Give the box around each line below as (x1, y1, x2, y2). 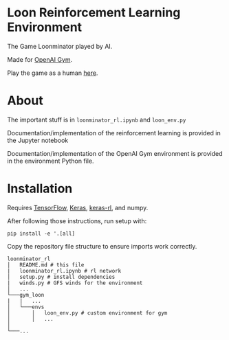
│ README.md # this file (7, 261, 85, 269)
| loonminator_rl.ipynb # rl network (7, 267, 122, 274)
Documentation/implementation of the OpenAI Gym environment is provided (7, 149, 223, 157)
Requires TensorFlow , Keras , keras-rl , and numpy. (7, 203, 149, 212)
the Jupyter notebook (7, 136, 69, 144)
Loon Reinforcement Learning (7, 5, 181, 21)
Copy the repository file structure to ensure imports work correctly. (7, 242, 197, 250)
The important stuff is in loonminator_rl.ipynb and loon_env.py (7, 115, 186, 124)
